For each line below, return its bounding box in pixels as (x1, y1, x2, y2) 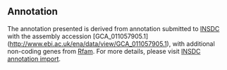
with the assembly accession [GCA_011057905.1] (7, 32, 149, 40)
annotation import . (7, 54, 61, 63)
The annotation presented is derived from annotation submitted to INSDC (7, 24, 220, 33)
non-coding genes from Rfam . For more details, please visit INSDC (7, 47, 201, 55)
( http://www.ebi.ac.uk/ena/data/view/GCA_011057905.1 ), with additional (7, 39, 215, 48)
